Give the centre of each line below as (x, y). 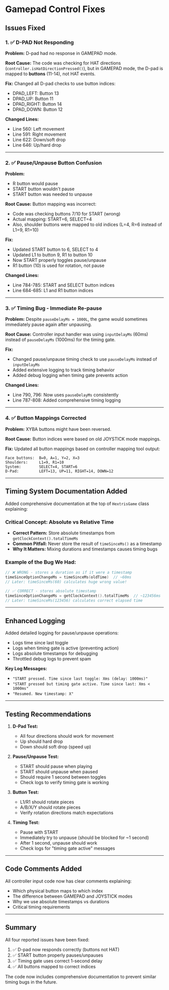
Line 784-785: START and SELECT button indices (63, 285)
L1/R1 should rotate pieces (47, 802)
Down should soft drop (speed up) (56, 747)
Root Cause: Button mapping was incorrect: (51, 204)
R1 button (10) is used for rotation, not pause (58, 265)
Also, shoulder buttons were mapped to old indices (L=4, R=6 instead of (87, 225)
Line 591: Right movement (39, 134)
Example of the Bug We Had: (41, 562)
